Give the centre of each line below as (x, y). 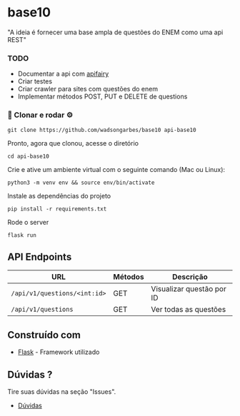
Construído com (44, 335)
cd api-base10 (29, 156)
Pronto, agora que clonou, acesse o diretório (73, 143)
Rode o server (28, 222)
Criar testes (35, 81)
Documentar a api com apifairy (63, 74)
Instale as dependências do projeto (59, 196)
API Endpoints (40, 257)
